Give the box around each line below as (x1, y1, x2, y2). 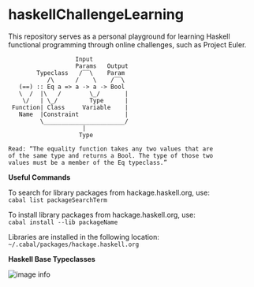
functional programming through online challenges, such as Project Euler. (8, 39, 247, 49)
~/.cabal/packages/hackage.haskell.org (8, 240, 140, 248)
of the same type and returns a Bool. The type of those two (8, 151, 214, 159)
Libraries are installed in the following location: (8, 232, 160, 241)
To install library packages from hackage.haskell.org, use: (8, 210, 196, 219)
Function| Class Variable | (11, 103, 129, 111)
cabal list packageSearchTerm (8, 196, 108, 204)
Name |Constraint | (18, 110, 129, 118)
